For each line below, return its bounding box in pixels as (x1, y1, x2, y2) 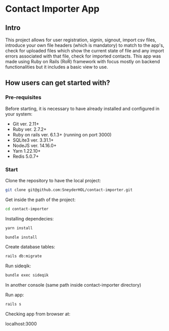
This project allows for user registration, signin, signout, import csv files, (5, 37, 156, 43)
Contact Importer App (5, 3, 100, 15)
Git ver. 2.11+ (12, 121, 40, 127)
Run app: (5, 292, 24, 298)
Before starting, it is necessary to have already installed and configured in (5, 105, 160, 112)
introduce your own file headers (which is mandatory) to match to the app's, (5, 42, 164, 48)
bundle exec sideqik (5, 273, 49, 278)
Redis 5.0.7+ (12, 153, 39, 159)
